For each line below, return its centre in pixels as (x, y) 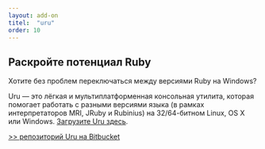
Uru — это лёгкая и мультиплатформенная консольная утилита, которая (131, 96)
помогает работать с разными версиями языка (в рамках (106, 105)
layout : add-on (33, 15)
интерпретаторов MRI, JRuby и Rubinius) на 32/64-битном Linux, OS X (127, 113)
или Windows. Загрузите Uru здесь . (68, 121)
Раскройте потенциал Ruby (80, 62)
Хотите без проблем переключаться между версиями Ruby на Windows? (132, 81)
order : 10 (25, 30)
